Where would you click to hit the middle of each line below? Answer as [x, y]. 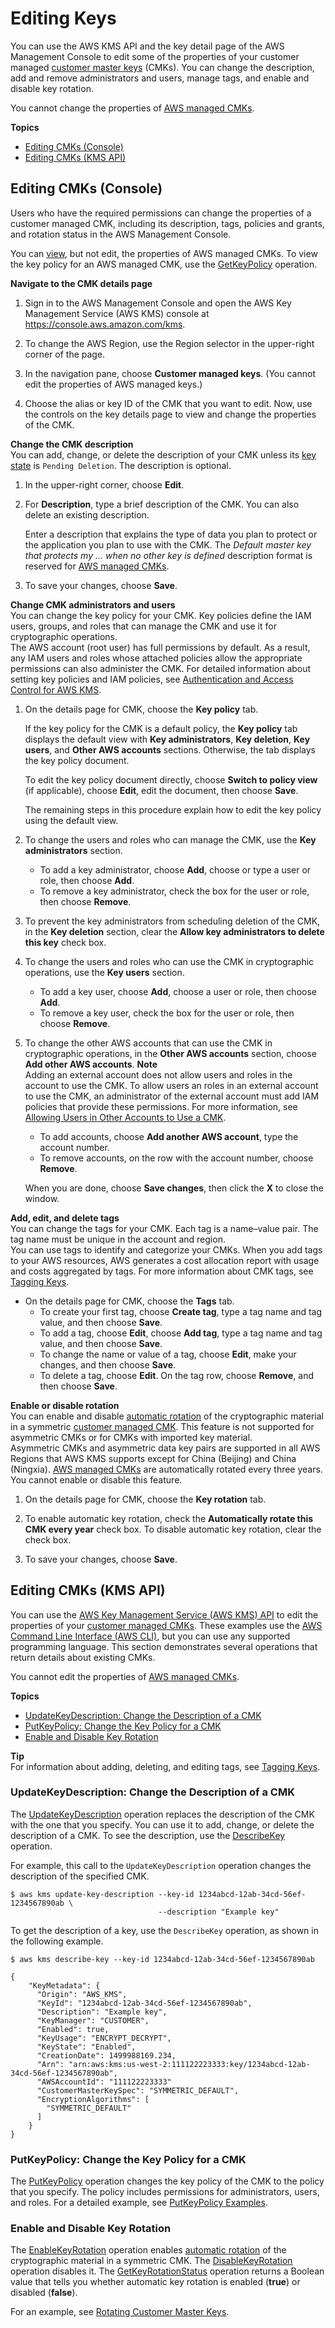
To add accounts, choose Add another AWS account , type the [169, 1136]
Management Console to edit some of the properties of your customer [155, 56]
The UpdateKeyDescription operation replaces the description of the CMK [162, 1814]
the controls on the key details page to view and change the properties [170, 414]
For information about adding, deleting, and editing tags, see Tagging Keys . [165, 1766]
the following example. [57, 1941]
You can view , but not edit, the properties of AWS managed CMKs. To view [164, 253]
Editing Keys [63, 18]
